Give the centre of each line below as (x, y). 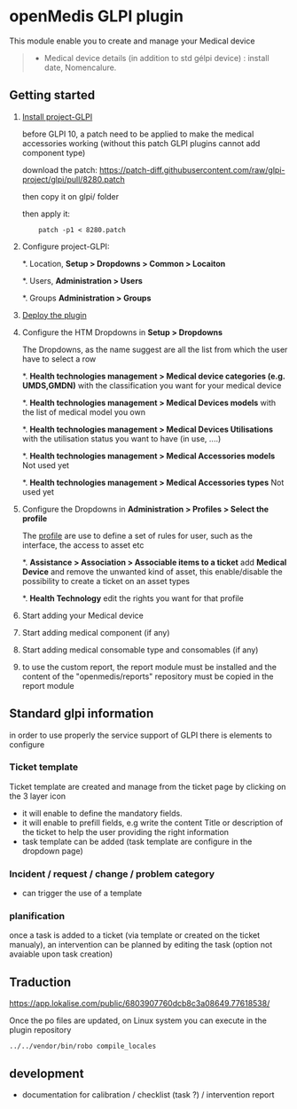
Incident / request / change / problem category (112, 873)
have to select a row (59, 359)
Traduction (40, 982)
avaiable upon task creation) (61, 954)
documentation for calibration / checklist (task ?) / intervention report (148, 1095)
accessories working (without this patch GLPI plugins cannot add (141, 143)
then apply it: (46, 214)
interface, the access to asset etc (83, 545)
